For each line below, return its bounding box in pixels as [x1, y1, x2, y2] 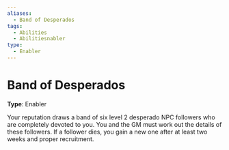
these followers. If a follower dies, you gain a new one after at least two [7, 127, 208, 136]
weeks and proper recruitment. [7, 134, 94, 143]
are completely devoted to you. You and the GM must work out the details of [7, 120, 222, 128]
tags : [7, 22, 23, 29]
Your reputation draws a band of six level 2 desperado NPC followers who [7, 113, 215, 121]
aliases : [7, 10, 32, 17]
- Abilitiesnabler [13, 35, 66, 42]
